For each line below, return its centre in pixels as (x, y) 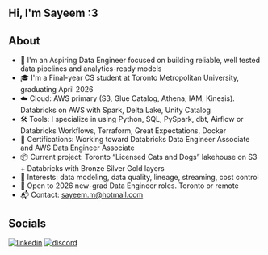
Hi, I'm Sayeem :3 (53, 13)
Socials (27, 223)
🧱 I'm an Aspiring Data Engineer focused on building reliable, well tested (140, 61)
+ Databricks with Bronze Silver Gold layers (92, 169)
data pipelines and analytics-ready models (91, 69)
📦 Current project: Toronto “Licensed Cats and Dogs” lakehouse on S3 (138, 157)
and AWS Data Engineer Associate (77, 148)
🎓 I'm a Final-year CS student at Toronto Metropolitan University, (130, 78)
